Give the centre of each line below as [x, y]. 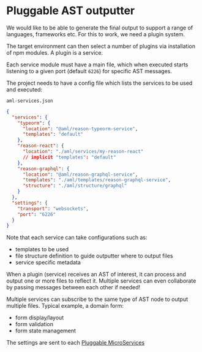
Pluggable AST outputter [71, 11]
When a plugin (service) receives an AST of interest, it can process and [96, 275]
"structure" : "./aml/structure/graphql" [75, 186]
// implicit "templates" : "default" [69, 157]
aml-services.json [30, 101]
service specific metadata [48, 262]
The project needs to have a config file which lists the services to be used [99, 83]
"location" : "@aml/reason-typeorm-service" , [80, 129]
